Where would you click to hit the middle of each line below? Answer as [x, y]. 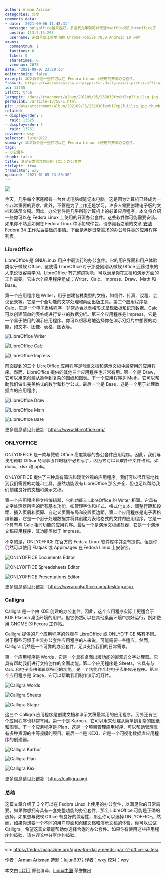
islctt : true [19, 92]
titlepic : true [21, 166]
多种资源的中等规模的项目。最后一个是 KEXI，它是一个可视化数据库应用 [82, 733]
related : [14, 111]
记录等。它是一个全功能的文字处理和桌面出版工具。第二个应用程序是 [79, 302]
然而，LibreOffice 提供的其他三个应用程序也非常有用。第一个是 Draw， [86, 372]
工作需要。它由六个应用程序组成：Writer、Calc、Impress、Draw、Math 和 [81, 279]
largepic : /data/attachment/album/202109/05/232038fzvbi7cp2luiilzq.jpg [82, 97]
